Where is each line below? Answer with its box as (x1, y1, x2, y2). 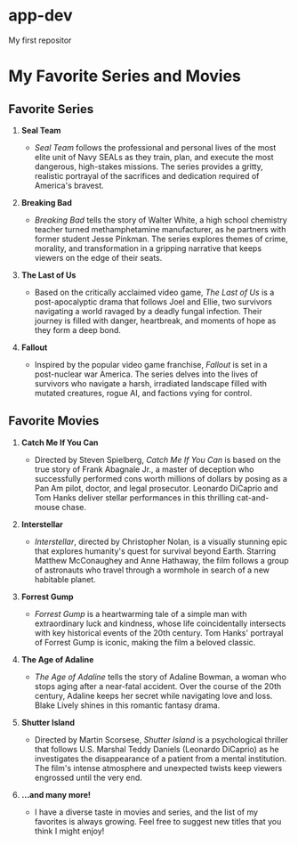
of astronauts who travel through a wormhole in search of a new (34, 565, 270, 575)
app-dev (8, 5, 73, 26)
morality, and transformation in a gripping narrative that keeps (34, 242, 262, 254)
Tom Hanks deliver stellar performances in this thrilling (34, 492, 235, 503)
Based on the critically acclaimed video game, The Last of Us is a (34, 287, 275, 297)
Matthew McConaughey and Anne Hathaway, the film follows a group (34, 555, 290, 565)
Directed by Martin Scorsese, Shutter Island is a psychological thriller (34, 734, 288, 744)
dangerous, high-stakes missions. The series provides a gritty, (34, 161, 263, 172)
